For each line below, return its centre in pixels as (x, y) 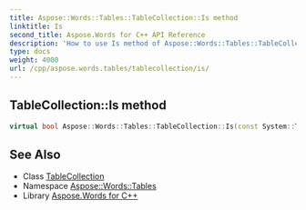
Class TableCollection (63, 176)
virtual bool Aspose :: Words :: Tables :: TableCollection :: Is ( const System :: (153, 126)
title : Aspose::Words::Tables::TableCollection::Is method (124, 18)
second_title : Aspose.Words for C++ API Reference (107, 35)
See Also (35, 154)
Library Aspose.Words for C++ (80, 195)
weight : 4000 (34, 60)
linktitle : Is (36, 26)
